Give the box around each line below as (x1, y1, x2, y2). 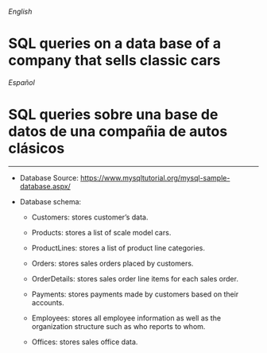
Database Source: (19, 173, 79, 182)
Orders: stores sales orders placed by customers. (31, 258, 194, 268)
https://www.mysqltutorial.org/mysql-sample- (80, 173, 230, 182)
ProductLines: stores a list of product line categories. (31, 242, 205, 253)
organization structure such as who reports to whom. (31, 321, 206, 331)
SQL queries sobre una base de (8, 106, 219, 124)
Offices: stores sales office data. (31, 337, 138, 347)
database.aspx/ (19, 181, 72, 191)
